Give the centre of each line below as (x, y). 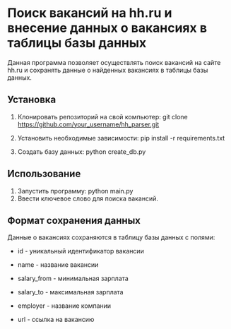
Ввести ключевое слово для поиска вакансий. (88, 198)
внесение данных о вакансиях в (107, 28)
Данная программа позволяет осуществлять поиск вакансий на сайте (114, 62)
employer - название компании (64, 306)
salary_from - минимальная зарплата (73, 279)
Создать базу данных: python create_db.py (82, 151)
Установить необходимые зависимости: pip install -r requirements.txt (121, 138)
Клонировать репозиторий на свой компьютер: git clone (103, 116)
